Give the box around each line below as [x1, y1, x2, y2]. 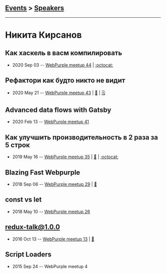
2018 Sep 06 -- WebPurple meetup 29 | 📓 [12, 181, 97, 187]
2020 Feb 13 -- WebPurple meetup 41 [12, 119, 89, 125]
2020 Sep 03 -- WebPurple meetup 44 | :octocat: [12, 62, 114, 68]
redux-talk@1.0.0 [5, 223, 60, 231]
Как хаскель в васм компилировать [5, 49, 123, 57]
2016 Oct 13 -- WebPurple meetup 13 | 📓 [12, 236, 95, 242]
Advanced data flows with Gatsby [5, 106, 112, 114]
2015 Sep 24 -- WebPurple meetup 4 [12, 263, 88, 269]
